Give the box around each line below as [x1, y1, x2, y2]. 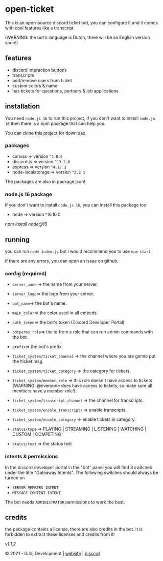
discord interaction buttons [12, 67, 67, 73]
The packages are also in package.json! [5, 178, 86, 184]
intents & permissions [5, 453, 58, 460]
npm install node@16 [5, 221, 47, 227]
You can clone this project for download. [5, 130, 87, 136]
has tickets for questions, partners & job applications [12, 88, 119, 94]
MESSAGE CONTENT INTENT [12, 490, 61, 495]
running [5, 235, 30, 244]
